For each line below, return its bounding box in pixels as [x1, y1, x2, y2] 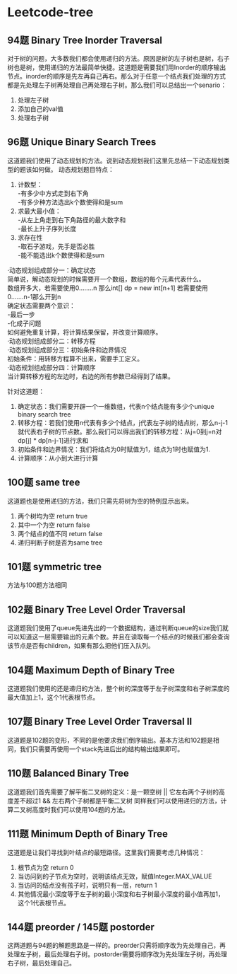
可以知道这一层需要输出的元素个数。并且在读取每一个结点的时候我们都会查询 [7, 632, 230, 641]
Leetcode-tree [7, 4, 94, 21]
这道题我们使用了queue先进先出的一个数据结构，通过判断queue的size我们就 [7, 624, 229, 632]
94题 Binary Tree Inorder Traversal [7, 34, 163, 46]
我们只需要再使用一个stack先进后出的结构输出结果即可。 [19, 744, 184, 753]
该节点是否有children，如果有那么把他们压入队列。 [7, 642, 155, 650]
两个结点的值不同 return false [17, 529, 103, 538]
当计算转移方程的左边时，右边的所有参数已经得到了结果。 [7, 372, 174, 381]
